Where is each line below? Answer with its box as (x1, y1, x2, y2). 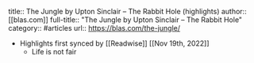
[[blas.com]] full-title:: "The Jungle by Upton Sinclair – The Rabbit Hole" (8, 15, 243, 24)
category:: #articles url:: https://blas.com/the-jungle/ (8, 24, 181, 32)
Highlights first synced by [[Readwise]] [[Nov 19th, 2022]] (19, 39, 210, 48)
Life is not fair (31, 47, 77, 56)
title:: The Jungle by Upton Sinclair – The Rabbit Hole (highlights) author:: (8, 7, 248, 16)
